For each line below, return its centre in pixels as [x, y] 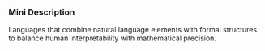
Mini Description [42, 12]
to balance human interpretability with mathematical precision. [113, 38]
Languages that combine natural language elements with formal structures [133, 30]
